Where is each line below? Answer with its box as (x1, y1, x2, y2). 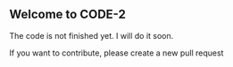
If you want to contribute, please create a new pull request (9, 48, 224, 58)
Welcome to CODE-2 (9, 7, 127, 22)
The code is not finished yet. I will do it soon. (9, 30, 174, 41)
